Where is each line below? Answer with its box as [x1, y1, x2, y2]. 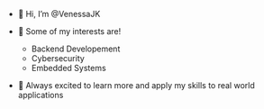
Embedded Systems [31, 63, 106, 73]
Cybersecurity [31, 53, 86, 63]
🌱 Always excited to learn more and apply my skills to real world [17, 80, 255, 90]
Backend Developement [31, 43, 121, 54]
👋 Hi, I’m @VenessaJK [17, 9, 101, 19]
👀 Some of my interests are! [17, 26, 122, 36]
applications [17, 90, 64, 100]
